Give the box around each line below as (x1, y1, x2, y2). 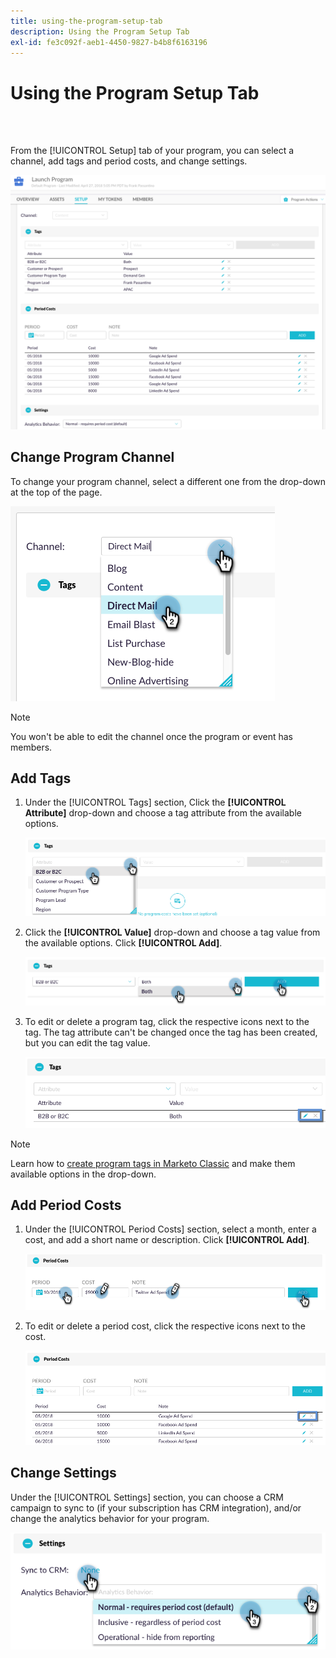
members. (10, 741, 53, 753)
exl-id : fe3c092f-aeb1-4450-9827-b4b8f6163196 (10, 37, 208, 47)
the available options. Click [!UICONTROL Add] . (24, 936, 223, 949)
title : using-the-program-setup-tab (10, 16, 163, 26)
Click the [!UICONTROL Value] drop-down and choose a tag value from (24, 926, 321, 938)
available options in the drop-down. (10, 1168, 157, 1180)
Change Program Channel (10, 449, 175, 466)
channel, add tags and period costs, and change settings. (10, 155, 248, 167)
